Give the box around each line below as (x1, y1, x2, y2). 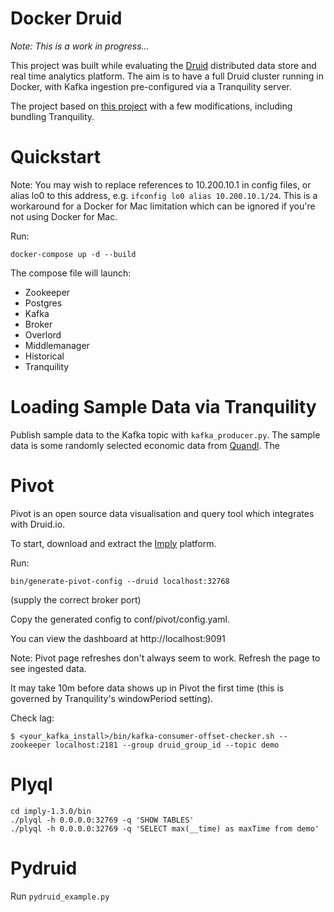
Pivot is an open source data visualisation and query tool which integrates (10, 507, 315, 519)
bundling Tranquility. (10, 110, 95, 122)
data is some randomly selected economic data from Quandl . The (10, 439, 280, 451)
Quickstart (10, 146, 102, 169)
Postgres (24, 297, 63, 309)
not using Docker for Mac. (10, 210, 118, 222)
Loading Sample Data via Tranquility (10, 396, 317, 419)
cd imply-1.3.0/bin (10, 806, 92, 816)
